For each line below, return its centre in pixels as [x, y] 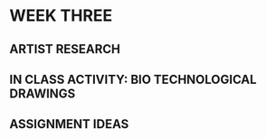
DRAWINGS [43, 93]
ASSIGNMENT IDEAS [69, 124]
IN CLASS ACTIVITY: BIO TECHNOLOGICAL [133, 79]
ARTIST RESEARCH [65, 49]
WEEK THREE [61, 16]
